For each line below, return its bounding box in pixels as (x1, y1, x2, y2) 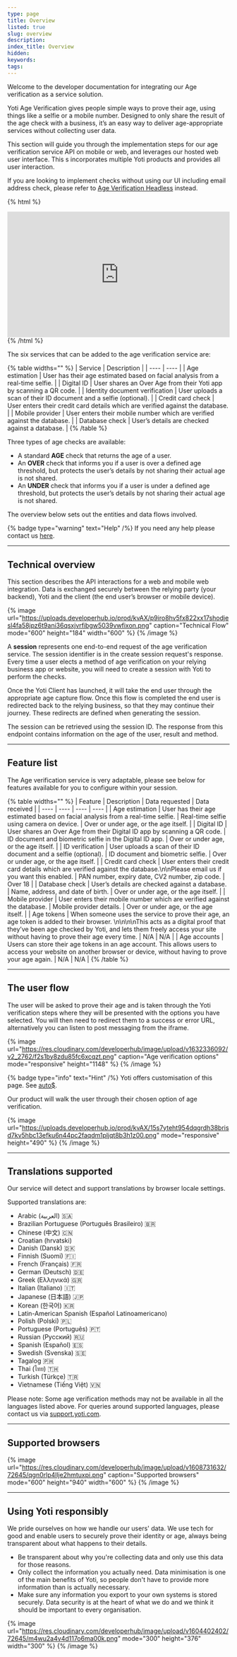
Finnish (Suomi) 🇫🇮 (17, 1252, 76, 1260)
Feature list (7, 757, 58, 769)
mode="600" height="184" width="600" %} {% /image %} (7, 628, 178, 637)
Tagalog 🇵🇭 (17, 1356, 54, 1366)
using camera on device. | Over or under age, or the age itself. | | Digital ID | (7, 819, 227, 828)
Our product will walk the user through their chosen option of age (7, 1095, 197, 1103)
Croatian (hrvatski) (17, 1236, 73, 1245)
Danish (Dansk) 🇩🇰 (17, 1244, 75, 1252)
